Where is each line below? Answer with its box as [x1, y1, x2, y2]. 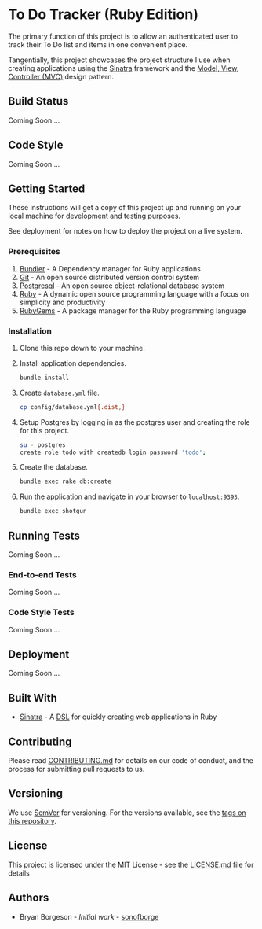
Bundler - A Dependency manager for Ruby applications [19, 264, 202, 273]
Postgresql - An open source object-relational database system [19, 281, 225, 290]
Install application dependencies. [19, 358, 127, 367]
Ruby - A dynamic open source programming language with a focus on [19, 289, 249, 298]
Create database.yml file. [19, 388, 100, 397]
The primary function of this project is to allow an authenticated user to [8, 31, 238, 41]
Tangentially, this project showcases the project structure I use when [8, 55, 231, 65]
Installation [8, 325, 53, 336]
